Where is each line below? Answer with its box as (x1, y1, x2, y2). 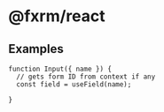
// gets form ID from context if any (16, 72, 156, 81)
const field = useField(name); (16, 80, 132, 89)
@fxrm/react (8, 6, 105, 26)
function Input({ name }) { (8, 64, 113, 73)
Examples (8, 41, 64, 56)
